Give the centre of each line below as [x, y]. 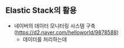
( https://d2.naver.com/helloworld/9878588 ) [66, 32]
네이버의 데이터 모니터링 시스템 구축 [55, 26]
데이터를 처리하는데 [45, 39]
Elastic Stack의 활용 [41, 11]
